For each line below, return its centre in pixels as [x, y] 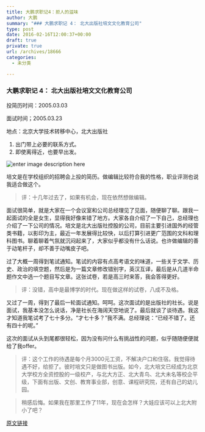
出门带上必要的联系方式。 [47, 144]
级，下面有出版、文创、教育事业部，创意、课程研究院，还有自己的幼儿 [110, 381]
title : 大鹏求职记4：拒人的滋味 [42, 12]
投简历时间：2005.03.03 [37, 105]
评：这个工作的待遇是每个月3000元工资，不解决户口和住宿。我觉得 [106, 359]
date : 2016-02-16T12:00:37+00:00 [49, 35]
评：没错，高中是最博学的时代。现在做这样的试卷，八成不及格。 [101, 289]
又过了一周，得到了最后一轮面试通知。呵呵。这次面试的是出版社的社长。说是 [103, 302]
